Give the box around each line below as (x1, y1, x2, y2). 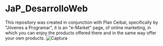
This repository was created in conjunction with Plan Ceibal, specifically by (5, 19, 159, 25)
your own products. (5, 35, 46, 41)
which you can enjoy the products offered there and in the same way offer (5, 30, 157, 36)
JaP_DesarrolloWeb (5, 3, 88, 14)
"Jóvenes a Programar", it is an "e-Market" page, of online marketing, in (5, 24, 151, 30)
